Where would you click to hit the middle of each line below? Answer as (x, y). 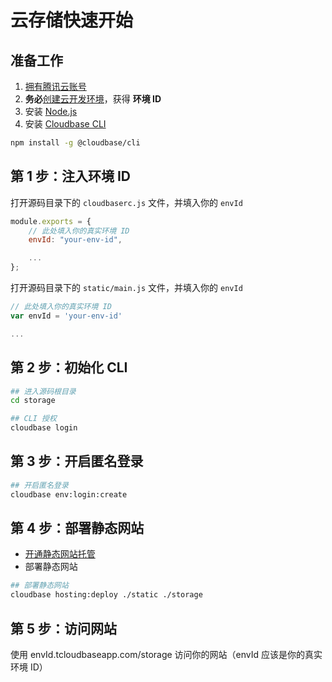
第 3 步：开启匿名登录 (77, 461)
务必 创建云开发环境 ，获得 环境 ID (93, 99)
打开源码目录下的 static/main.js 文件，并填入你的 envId (126, 288)
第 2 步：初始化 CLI (69, 367)
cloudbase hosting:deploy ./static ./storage (106, 595)
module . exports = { (51, 221)
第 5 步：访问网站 (64, 628)
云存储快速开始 (72, 20)
